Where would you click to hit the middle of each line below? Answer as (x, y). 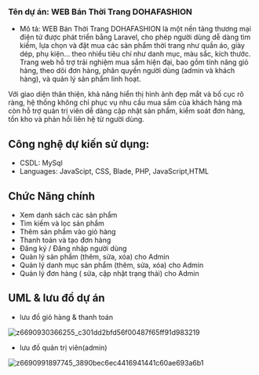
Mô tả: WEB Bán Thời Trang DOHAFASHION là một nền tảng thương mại (135, 29)
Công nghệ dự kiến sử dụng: (79, 144)
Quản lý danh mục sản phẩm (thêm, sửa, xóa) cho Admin (111, 265)
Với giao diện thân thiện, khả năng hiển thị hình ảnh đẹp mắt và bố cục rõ (126, 94)
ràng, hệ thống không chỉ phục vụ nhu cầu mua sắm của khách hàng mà (125, 103)
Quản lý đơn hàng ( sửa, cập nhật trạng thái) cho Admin (109, 273)
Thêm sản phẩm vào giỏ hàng (67, 231)
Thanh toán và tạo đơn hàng (65, 240)
